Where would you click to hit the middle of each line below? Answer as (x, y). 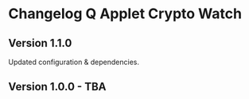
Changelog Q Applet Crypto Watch (125, 14)
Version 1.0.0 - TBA (57, 87)
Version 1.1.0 (40, 43)
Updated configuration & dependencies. (74, 62)
